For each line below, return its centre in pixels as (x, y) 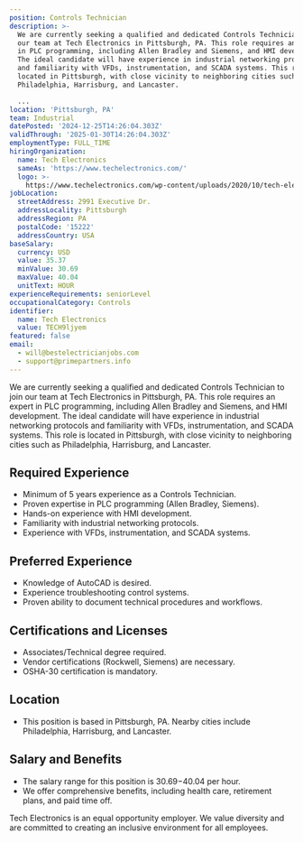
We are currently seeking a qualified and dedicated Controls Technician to (147, 387)
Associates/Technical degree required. (94, 652)
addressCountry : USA (56, 236)
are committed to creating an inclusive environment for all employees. (139, 828)
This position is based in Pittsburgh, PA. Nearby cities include (136, 721)
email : (22, 345)
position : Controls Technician (68, 18)
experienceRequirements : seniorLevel (80, 294)
